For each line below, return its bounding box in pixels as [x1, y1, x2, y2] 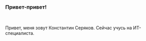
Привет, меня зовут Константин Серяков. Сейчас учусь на [5, 25, 132, 31]
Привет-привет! [5, 4, 47, 11]
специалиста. [5, 30, 34, 36]
